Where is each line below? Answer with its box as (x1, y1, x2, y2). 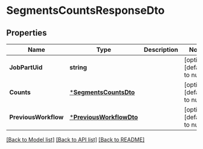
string (69, 63, 88, 71)
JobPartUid (9, 63, 43, 71)
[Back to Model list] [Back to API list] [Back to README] (6, 136, 145, 143)
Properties (6, 28, 47, 38)
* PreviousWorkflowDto (69, 113, 138, 121)
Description (144, 46, 178, 54)
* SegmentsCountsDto (69, 88, 135, 97)
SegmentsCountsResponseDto (6, 4, 165, 17)
